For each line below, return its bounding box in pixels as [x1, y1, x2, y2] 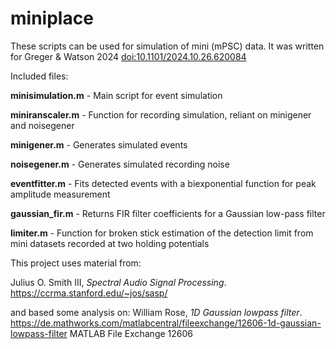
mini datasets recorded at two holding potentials [10, 237, 210, 249]
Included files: [10, 70, 69, 82]
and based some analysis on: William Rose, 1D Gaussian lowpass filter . [10, 306, 303, 318]
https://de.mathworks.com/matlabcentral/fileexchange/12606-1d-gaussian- [10, 317, 322, 329]
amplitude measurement [10, 188, 111, 200]
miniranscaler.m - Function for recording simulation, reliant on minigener [10, 108, 312, 121]
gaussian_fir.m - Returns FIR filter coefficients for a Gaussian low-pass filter [10, 207, 326, 219]
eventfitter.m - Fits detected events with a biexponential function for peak [10, 177, 317, 189]
